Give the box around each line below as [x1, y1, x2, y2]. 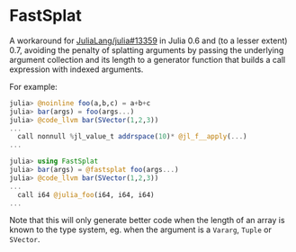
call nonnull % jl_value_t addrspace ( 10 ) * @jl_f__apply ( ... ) [17, 132, 247, 141]
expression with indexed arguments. [9, 64, 144, 75]
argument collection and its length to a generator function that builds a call [9, 54, 286, 65]
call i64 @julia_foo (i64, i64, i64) [17, 190, 155, 199]
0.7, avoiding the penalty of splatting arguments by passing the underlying [9, 44, 284, 55]
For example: [9, 81, 58, 92]
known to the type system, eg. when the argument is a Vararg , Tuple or [9, 224, 272, 235]
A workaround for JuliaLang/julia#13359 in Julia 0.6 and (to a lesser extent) [9, 35, 288, 46]
